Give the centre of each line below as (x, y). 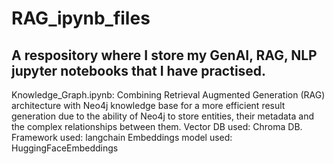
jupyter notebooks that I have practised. (139, 70)
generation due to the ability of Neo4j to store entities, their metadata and (163, 116)
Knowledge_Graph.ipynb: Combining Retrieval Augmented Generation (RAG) (168, 95)
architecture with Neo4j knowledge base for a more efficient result (148, 105)
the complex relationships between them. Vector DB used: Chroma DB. (157, 126)
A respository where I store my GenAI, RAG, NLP (164, 55)
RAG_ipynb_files (81, 18)
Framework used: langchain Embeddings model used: (122, 137)
